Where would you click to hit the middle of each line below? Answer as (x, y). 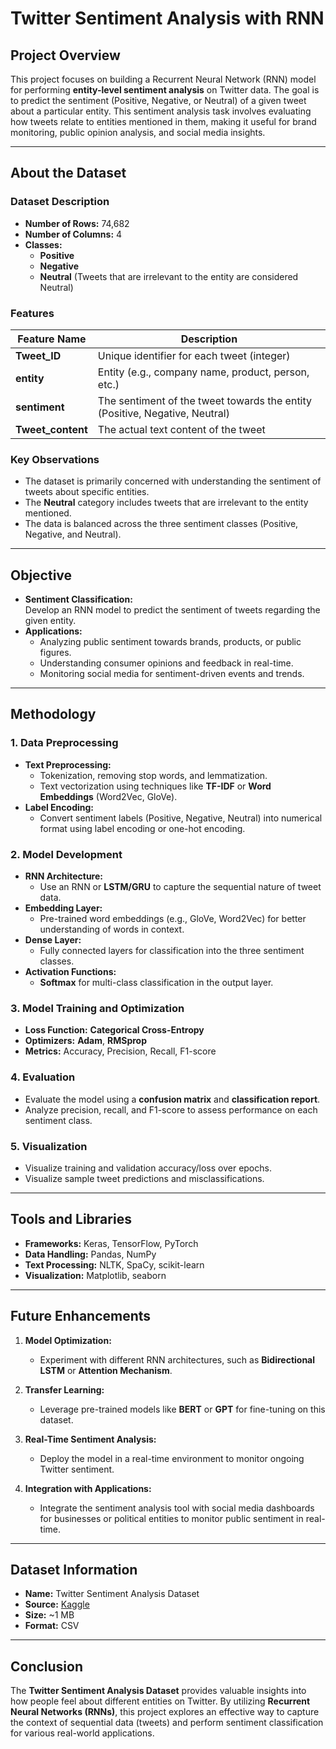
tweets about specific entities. (87, 492)
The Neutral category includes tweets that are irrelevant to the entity (166, 503)
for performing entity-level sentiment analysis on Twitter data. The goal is (165, 90)
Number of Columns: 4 (73, 234)
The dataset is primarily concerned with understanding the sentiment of (173, 481)
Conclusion (47, 1666)
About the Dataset (68, 173)
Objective (41, 575)
